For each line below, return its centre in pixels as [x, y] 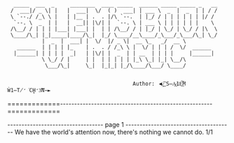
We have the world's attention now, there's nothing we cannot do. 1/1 [114, 132]
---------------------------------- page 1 [66, 125]
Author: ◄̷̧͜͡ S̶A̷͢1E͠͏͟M [159, 84]
